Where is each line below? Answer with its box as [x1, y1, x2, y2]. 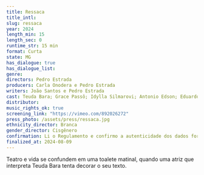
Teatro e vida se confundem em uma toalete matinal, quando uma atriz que [6, 156, 194, 163]
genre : [6, 71, 23, 77]
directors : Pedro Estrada [6, 77, 72, 83]
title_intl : [6, 15, 36, 21]
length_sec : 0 [6, 37, 42, 43]
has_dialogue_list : [6, 65, 56, 72]
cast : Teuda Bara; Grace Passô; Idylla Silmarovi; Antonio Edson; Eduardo [6, 94, 200, 100]
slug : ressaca [6, 20, 42, 26]
